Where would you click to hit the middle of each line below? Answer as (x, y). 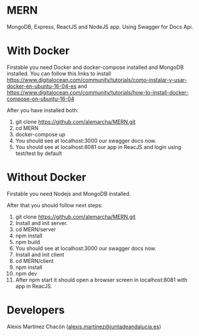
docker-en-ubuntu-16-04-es (42, 86)
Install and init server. (41, 223)
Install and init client (40, 254)
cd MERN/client (34, 261)
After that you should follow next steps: (55, 205)
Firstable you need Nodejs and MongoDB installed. (69, 194)
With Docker (38, 51)
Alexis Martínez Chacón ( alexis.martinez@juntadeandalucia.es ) (84, 327)
